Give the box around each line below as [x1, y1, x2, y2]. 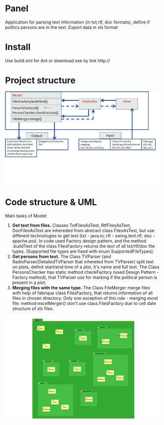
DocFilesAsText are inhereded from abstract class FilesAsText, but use [12, 227, 155, 233]
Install [5, 42, 31, 53]
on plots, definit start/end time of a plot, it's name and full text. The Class [12, 264, 160, 270]
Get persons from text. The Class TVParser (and [12, 253, 111, 260]
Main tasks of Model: [5, 212, 47, 218]
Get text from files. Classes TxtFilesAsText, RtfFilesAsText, [12, 222, 131, 228]
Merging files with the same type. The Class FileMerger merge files [12, 284, 150, 290]
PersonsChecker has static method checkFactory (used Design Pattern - [12, 269, 159, 275]
